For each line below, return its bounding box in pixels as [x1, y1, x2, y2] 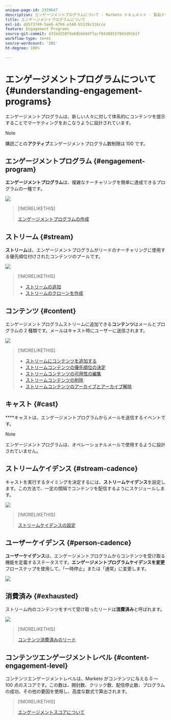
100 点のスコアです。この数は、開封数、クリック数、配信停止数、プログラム [5, 682, 165, 688]
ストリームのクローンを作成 [25, 290, 83, 297]
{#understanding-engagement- [5, 85, 142, 96]
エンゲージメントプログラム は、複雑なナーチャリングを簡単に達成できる [5, 179, 157, 186]
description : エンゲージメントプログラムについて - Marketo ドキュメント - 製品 [5, 12, 161, 17]
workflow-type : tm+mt [5, 36, 51, 41]
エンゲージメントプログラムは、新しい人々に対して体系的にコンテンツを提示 [5, 113, 165, 119]
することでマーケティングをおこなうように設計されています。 [5, 120, 134, 126]
